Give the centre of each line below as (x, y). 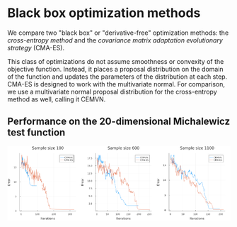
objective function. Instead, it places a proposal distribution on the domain (116, 69)
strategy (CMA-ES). (36, 48)
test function (36, 133)
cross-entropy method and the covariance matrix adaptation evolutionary (115, 40)
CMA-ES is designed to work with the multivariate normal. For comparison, (116, 84)
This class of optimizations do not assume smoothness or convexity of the (116, 61)
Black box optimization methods (104, 13)
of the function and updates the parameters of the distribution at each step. (117, 77)
